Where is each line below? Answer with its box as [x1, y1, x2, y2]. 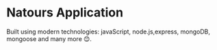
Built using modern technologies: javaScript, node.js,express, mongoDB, [6, 27, 210, 36]
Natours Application [6, 5, 124, 21]
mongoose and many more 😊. [6, 34, 92, 42]
